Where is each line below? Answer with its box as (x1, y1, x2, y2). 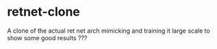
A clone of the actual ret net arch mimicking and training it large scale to (7, 27, 210, 35)
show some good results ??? (7, 33, 88, 42)
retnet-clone (7, 4, 80, 20)
